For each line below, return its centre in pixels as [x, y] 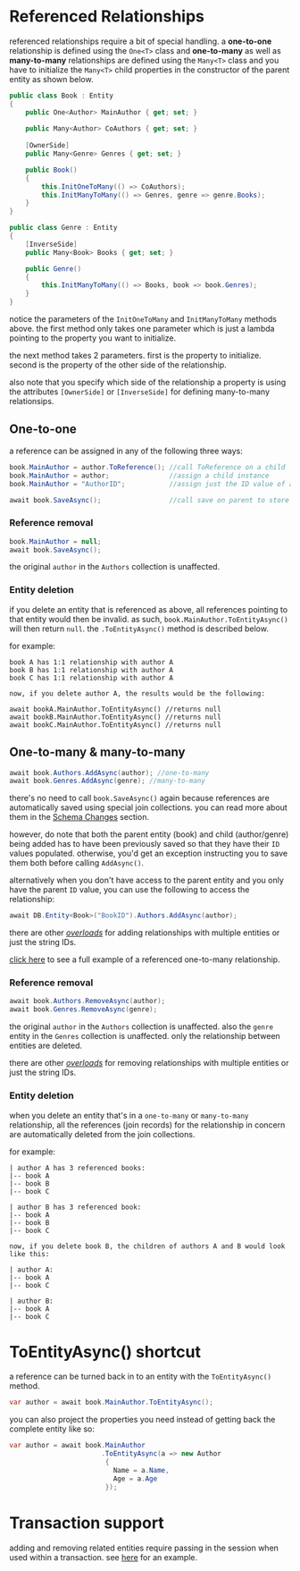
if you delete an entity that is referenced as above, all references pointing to [149, 609]
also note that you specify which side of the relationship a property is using [148, 383]
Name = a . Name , [141, 1470]
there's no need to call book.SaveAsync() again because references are [139, 798]
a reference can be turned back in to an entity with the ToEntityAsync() [141, 1377]
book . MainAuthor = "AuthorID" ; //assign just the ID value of [147, 484]
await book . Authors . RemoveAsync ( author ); [87, 1001]
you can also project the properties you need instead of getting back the [142, 1420]
